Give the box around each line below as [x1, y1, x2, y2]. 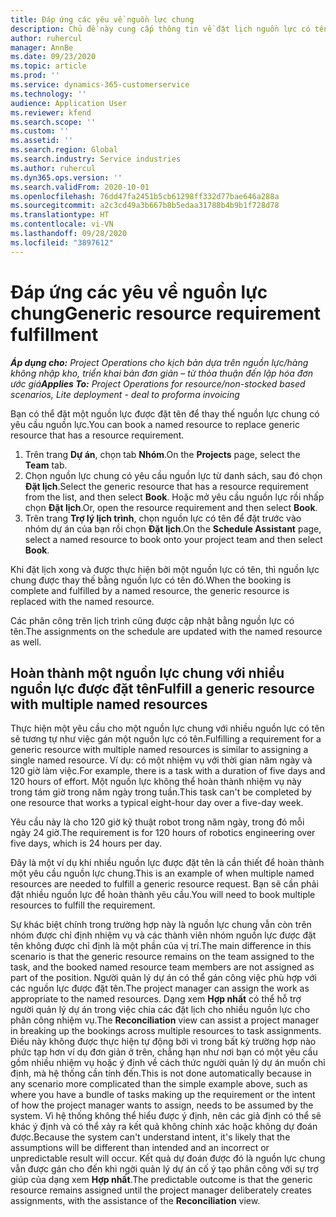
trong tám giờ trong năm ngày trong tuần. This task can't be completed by [10, 786, 312, 798]
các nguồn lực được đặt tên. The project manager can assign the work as [10, 982, 310, 995]
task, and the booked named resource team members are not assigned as [10, 961, 315, 973]
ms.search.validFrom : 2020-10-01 [10, 182, 150, 192]
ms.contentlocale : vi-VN [10, 219, 114, 230]
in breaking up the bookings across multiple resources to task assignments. [10, 1025, 322, 1037]
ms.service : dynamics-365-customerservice [10, 80, 190, 90]
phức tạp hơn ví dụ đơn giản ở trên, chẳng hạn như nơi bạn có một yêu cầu [10, 1046, 318, 1058]
